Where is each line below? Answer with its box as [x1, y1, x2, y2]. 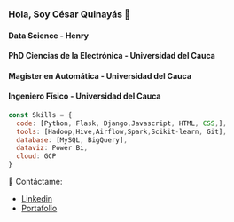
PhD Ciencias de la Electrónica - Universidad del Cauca [8, 51, 216, 61]
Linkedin [20, 194, 53, 204]
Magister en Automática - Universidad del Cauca [8, 70, 192, 81]
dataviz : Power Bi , [16, 144, 89, 153]
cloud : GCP [16, 152, 57, 161]
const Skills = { [8, 110, 73, 119]
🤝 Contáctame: [8, 177, 63, 187]
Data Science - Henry [8, 30, 90, 41]
